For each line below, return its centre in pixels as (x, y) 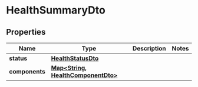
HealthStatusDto (75, 58)
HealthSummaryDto (56, 10)
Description (149, 48)
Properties (26, 32)
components (27, 71)
